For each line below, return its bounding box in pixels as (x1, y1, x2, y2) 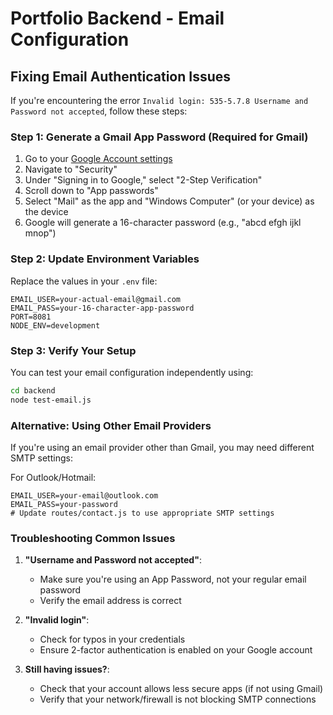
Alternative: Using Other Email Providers (10, 418, 212, 432)
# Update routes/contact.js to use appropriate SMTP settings (10, 508, 275, 518)
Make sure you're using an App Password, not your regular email (39, 573, 307, 586)
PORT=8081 (10, 312, 52, 322)
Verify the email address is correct (39, 595, 182, 607)
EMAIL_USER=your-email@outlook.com (10, 490, 159, 501)
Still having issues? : (24, 663, 110, 676)
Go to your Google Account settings (24, 153, 173, 165)
